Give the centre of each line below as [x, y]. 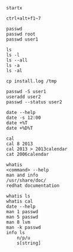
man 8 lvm [18, 222]
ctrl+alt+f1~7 [24, 19]
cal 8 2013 [20, 144]
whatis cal [20, 201]
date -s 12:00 [24, 118]
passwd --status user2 [34, 102]
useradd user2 [24, 97]
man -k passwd [24, 228]
